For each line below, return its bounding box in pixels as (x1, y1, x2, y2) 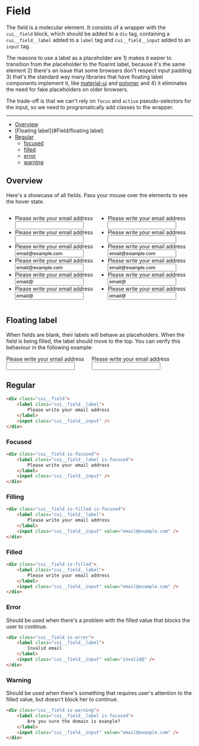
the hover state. (6, 198, 44, 205)
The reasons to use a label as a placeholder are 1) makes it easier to (6, 54, 172, 61)
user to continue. (6, 622, 48, 630)
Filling (6, 493, 24, 501)
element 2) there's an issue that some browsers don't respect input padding (6, 67, 192, 74)
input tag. (6, 43, 31, 50)
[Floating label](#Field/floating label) (14, 127, 104, 134)
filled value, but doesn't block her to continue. (6, 696, 118, 703)
